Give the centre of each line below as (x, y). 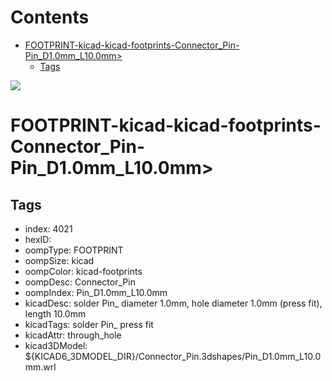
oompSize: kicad (59, 260)
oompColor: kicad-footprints (83, 271)
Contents (50, 17)
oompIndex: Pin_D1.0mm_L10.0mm (96, 292)
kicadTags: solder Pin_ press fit (89, 324)
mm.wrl (40, 367)
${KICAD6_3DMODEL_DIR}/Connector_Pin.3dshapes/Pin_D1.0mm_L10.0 (173, 356)
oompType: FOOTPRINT (74, 250)
